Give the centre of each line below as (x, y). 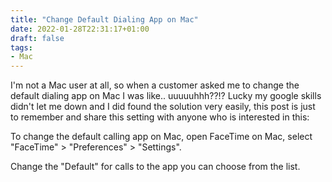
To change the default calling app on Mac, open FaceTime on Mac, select (161, 137)
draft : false (37, 38)
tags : (21, 47)
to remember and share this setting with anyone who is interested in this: (160, 117)
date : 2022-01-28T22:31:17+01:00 (80, 29)
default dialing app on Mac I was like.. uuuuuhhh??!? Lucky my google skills (166, 96)
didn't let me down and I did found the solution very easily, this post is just (163, 107)
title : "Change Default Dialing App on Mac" (104, 19)
